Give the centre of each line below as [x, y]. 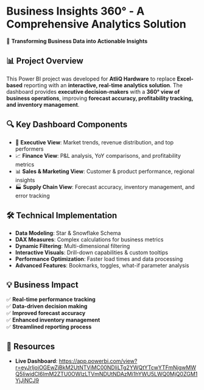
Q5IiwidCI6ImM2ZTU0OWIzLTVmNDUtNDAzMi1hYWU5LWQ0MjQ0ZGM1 [106, 374]
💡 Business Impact [42, 285]
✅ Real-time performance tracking [51, 299]
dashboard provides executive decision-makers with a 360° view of [93, 91]
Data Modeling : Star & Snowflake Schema [68, 233]
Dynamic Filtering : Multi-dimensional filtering [72, 246]
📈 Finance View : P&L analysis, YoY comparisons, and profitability [98, 155]
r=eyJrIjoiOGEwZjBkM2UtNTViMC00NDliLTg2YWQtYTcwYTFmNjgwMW [106, 367]
